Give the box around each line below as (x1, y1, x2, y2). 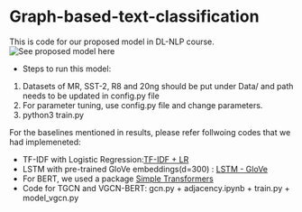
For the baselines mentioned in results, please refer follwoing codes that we (9, 126, 291, 137)
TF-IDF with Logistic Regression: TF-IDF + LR (22, 153, 189, 164)
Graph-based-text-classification (9, 6, 260, 27)
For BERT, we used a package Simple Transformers (22, 173, 214, 184)
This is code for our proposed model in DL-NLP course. (9, 36, 215, 47)
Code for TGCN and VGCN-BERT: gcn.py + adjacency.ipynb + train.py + (22, 182, 290, 193)
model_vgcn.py (22, 192, 79, 203)
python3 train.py (22, 109, 84, 120)
